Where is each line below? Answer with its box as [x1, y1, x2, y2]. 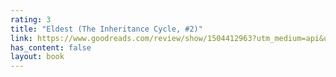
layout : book [10, 52, 65, 62]
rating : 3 [10, 14, 52, 25]
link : [10, 33, 33, 43]
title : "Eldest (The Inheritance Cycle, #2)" [10, 24, 203, 34]
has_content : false [10, 42, 92, 53]
